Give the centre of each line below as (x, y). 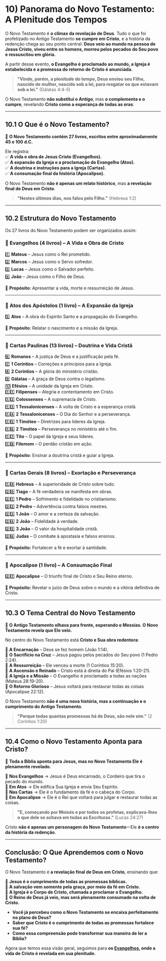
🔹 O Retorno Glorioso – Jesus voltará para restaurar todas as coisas (75, 686)
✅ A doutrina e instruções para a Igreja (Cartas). (56, 168)
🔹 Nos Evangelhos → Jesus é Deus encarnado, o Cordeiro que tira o (75, 776)
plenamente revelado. (28, 766)
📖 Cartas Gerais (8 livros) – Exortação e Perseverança (70, 473)
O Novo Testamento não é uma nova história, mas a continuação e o (76, 701)
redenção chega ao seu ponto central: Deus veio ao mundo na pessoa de (80, 44)
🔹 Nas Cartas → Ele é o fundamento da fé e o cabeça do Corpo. (70, 792)
